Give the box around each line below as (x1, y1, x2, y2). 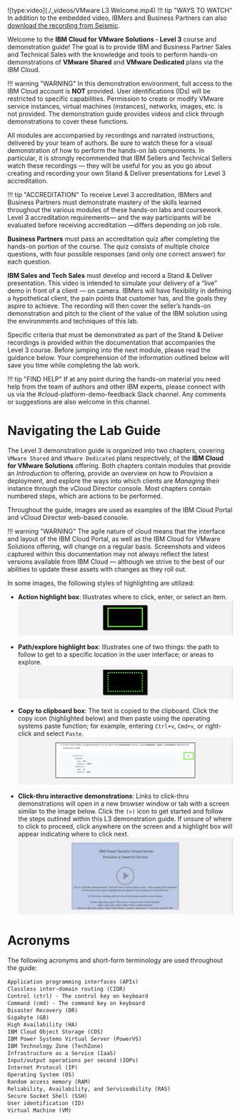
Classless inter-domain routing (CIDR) (7, 985, 126, 992)
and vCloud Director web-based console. (7, 513, 129, 521)
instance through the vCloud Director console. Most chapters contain (7, 484, 211, 492)
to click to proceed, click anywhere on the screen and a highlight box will (17, 822, 233, 831)
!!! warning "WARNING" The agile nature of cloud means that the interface (7, 526, 226, 535)
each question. (7, 257, 51, 266)
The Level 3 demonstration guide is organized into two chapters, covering (7, 446, 225, 454)
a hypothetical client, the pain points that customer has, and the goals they (7, 294, 227, 302)
